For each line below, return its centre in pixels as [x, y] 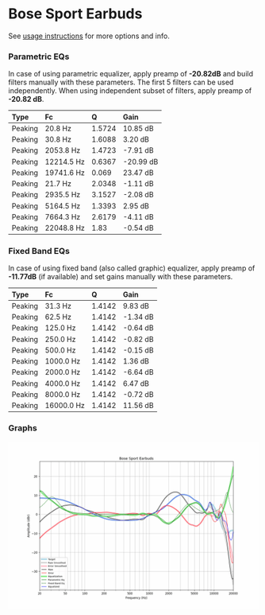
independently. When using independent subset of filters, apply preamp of [130, 91]
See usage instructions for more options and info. [89, 36]
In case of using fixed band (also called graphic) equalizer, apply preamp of [132, 268]
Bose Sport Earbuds [75, 14]
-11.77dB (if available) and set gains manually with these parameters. [121, 277]
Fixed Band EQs [39, 251]
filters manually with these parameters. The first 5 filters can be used [121, 82]
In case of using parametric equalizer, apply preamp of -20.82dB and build [131, 74]
